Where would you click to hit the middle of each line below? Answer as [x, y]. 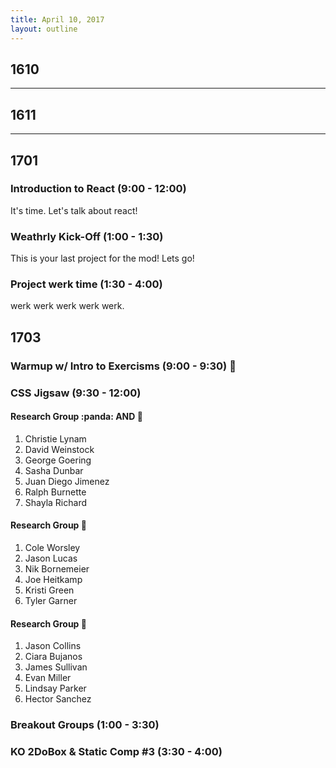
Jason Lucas [51, 558]
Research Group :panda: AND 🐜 [76, 417]
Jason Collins [53, 646]
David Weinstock [59, 449]
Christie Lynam [55, 438]
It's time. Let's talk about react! [74, 210]
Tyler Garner [51, 601]
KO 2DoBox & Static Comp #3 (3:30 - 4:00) [116, 752]
